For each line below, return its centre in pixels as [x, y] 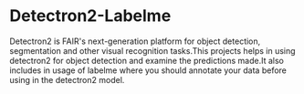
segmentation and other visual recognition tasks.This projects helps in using [152, 50]
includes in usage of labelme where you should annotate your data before [148, 70]
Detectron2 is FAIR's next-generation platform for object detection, [135, 41]
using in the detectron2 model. [67, 79]
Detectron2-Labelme [90, 16]
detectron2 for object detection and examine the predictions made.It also [147, 60]
